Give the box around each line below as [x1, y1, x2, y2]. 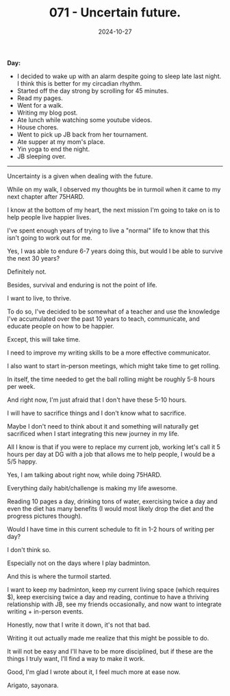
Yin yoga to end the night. [16, 145, 90, 153]
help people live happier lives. [7, 213, 92, 221]
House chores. [16, 123, 59, 131]
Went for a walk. [16, 101, 64, 109]
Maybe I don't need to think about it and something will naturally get [7, 422, 199, 430]
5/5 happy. [7, 457, 38, 466]
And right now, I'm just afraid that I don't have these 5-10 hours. [7, 396, 187, 404]
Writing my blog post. [16, 108, 78, 117]
